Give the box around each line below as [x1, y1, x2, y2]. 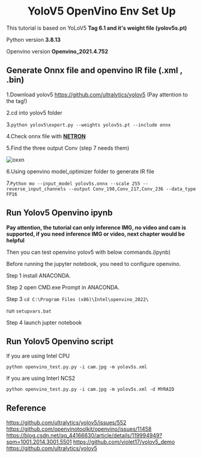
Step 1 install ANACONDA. [6, 271, 71, 279]
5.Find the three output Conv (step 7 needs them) [6, 144, 129, 151]
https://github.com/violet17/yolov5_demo [73, 438, 175, 446]
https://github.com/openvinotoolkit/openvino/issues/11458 [6, 425, 152, 433]
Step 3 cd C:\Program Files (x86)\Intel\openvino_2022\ [6, 295, 149, 302]
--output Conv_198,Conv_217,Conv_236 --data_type [68, 186, 197, 192]
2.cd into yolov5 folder [6, 109, 62, 116]
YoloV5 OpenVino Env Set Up [27, 4, 176, 18]
